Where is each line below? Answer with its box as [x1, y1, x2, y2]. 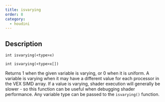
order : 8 [5, 12, 23, 17]
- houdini [9, 21, 30, 26]
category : [5, 16, 26, 21]
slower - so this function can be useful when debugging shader [5, 86, 135, 92]
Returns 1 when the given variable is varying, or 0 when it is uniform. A [5, 70, 150, 76]
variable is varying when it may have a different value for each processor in [5, 76, 160, 82]
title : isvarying [5, 7, 41, 12]
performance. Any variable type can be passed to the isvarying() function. [5, 92, 160, 98]
